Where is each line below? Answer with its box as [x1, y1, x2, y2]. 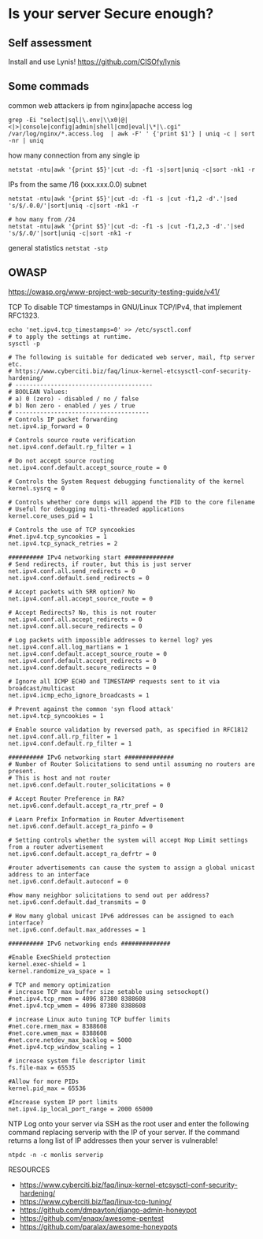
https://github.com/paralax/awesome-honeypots [19, 1222, 178, 1231]
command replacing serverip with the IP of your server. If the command [8, 1127, 240, 1137]
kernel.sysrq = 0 [8, 484, 65, 493]
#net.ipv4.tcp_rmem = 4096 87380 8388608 [8, 995, 146, 1003]
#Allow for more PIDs [8, 1077, 80, 1085]
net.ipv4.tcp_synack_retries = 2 [8, 539, 118, 548]
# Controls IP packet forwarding [8, 415, 118, 423]
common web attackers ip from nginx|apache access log [8, 100, 193, 110]
